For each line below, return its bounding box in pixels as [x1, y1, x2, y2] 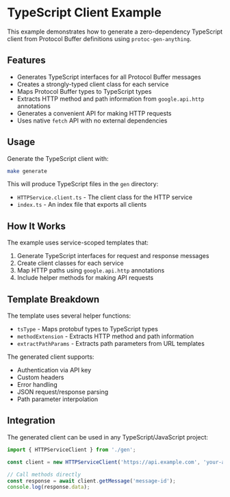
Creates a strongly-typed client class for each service [16, 80, 169, 88]
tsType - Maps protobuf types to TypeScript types [16, 325, 159, 333]
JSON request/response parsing [16, 388, 108, 396]
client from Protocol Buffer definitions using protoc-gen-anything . [7, 34, 192, 42]
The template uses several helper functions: [7, 311, 131, 320]
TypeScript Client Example [7, 5, 162, 21]
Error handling [16, 381, 57, 389]
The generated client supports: [7, 353, 94, 361]
